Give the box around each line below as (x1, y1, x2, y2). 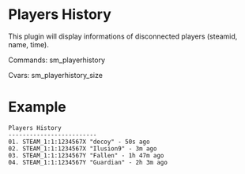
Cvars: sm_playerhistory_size (8, 70, 103, 80)
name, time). (8, 39, 49, 49)
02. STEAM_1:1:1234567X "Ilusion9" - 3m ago (8, 144, 157, 153)
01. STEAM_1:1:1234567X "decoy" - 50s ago (8, 138, 150, 146)
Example (8, 98, 66, 116)
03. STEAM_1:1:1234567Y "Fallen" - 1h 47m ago (8, 151, 164, 159)
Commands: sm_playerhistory (8, 55, 105, 65)
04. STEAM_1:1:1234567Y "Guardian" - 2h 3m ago (8, 158, 168, 166)
